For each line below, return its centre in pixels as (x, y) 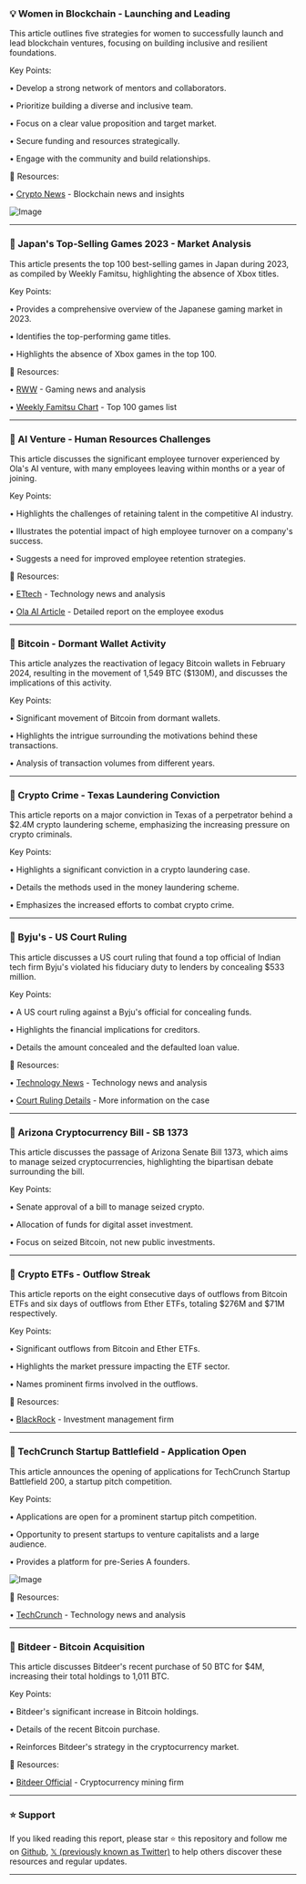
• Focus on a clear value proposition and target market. (113, 124)
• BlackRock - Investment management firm (92, 1419)
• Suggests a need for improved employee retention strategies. (127, 558)
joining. (23, 478)
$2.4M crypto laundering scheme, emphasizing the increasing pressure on (150, 825)
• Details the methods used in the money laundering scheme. (124, 888)
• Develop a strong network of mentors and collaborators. (118, 88)
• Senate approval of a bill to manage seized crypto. (107, 1207)
